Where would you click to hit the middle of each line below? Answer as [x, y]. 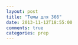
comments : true [25, 28]
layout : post [22, 11]
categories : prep [27, 33]
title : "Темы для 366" [34, 17]
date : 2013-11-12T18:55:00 [39, 22]
